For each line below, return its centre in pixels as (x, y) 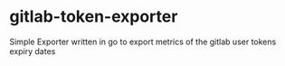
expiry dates (33, 51)
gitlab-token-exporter (94, 17)
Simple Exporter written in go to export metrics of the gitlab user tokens (143, 42)
